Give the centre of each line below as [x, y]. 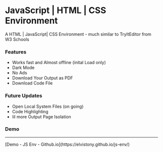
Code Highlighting [30, 111]
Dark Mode [23, 68]
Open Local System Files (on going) [48, 106]
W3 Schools [17, 39]
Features [16, 52]
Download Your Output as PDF [42, 78]
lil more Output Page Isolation [41, 117]
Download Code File [32, 83]
